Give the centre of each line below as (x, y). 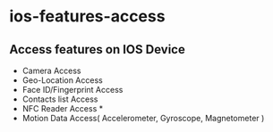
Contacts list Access (60, 99)
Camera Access (51, 70)
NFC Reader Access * (63, 108)
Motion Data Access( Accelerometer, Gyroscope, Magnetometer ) (143, 118)
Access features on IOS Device (97, 49)
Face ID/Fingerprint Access (73, 90)
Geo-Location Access (62, 80)
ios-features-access (87, 16)
